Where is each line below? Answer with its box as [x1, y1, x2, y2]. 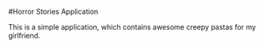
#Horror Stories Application [8, 7, 99, 16]
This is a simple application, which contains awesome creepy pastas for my [8, 22, 257, 31]
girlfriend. [8, 31, 41, 40]
